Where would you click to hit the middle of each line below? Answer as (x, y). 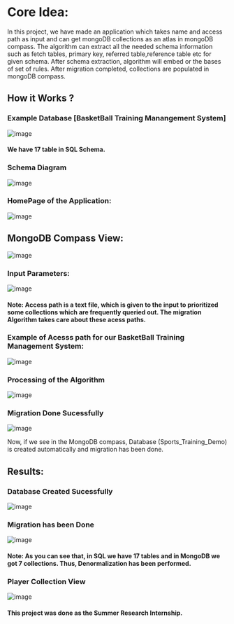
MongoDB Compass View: (65, 238)
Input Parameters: (38, 273)
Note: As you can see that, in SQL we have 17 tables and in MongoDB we (114, 556)
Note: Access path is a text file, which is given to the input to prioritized (113, 305)
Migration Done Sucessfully (56, 413)
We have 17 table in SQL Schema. (57, 150)
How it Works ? (41, 98)
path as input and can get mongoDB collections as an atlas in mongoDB (110, 39)
